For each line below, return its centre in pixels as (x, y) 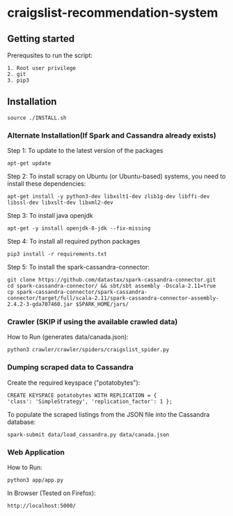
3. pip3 (18, 80)
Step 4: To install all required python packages (74, 242)
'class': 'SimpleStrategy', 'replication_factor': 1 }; (90, 401)
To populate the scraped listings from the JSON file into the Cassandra (109, 414)
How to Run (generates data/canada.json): (68, 337)
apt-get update (29, 163)
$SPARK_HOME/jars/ (102, 304)
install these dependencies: (47, 184)
